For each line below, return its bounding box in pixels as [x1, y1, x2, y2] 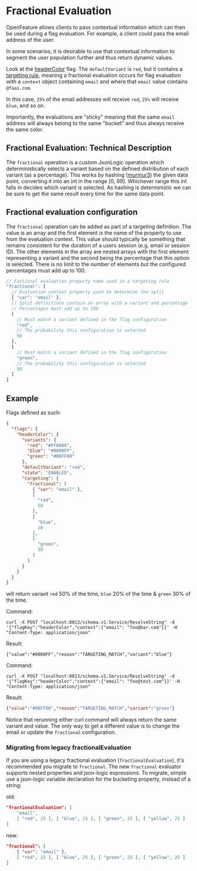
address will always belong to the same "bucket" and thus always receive [6, 119, 184, 126]
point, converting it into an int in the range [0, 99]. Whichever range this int [6, 177, 187, 184]
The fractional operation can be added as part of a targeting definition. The [6, 223, 192, 230]
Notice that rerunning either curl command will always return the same [6, 716, 177, 723]
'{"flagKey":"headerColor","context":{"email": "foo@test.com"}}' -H [6, 678, 181, 684]
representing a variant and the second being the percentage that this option [6, 254, 190, 261]
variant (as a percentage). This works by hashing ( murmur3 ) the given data [6, 171, 188, 178]
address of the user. [6, 36, 55, 43]
